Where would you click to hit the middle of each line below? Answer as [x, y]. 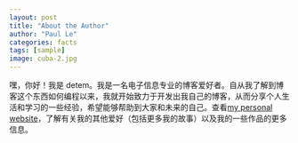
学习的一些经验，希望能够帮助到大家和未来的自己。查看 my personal [149, 107]
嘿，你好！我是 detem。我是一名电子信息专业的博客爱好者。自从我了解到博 [147, 85]
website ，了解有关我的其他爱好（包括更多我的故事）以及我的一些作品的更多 [148, 118]
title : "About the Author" [59, 26]
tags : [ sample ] [37, 51]
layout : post [33, 17]
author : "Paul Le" [43, 34]
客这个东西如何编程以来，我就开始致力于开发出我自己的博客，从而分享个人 [145, 96]
